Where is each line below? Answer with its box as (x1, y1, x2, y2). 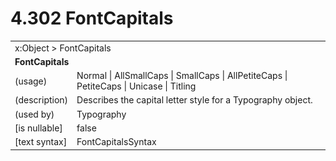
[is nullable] (14, 122, 63, 134)
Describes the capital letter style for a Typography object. (76, 94, 313, 106)
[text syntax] (14, 136, 68, 148)
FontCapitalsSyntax (76, 136, 157, 148)
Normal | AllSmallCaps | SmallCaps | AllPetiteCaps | (76, 70, 288, 82)
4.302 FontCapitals (10, 7, 174, 30)
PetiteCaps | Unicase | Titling (76, 80, 197, 92)
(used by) (14, 108, 55, 120)
